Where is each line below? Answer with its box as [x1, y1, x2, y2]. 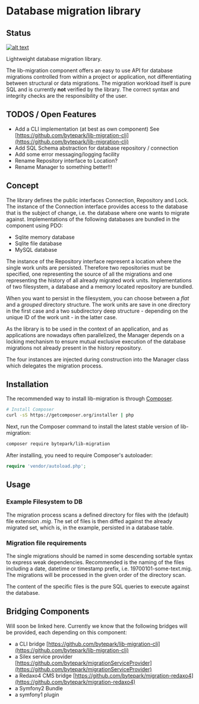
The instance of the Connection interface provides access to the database [6, 203, 188, 210]
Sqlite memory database [14, 233, 75, 240]
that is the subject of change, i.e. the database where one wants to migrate [6, 209, 190, 216]
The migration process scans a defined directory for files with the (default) [6, 511, 189, 518]
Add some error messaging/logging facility [14, 150, 120, 158]
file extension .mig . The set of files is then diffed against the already [6, 517, 172, 524]
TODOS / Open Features [6, 109, 97, 120]
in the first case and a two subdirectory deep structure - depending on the [6, 307, 188, 314]
